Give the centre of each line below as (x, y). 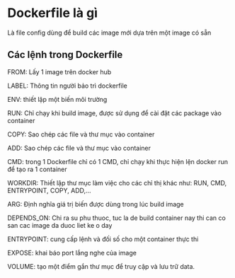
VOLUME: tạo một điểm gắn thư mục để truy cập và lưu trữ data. (101, 266)
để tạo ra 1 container (37, 169)
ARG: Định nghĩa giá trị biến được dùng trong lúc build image (96, 204)
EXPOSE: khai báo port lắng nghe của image (72, 253)
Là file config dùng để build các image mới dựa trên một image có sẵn (109, 33)
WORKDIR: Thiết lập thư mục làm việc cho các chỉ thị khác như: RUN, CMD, (117, 183)
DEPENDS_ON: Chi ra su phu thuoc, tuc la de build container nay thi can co (117, 218)
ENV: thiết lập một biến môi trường (57, 99)
